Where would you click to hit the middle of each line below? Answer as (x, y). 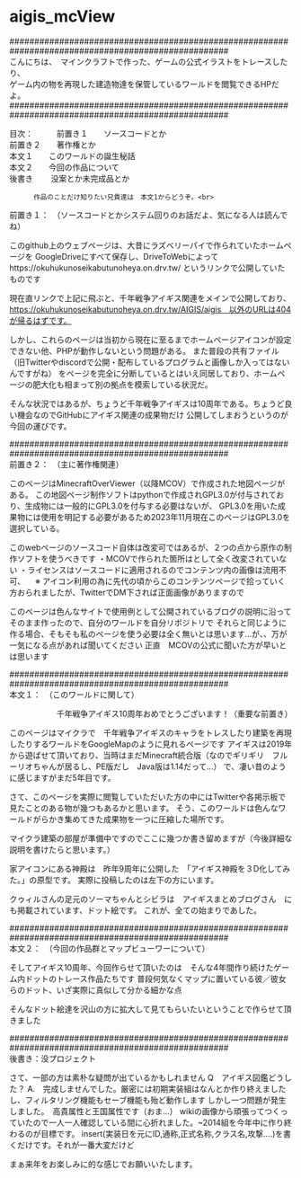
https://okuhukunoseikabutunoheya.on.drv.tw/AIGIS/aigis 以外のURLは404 (150, 309)
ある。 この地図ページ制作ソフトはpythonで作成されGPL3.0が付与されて (143, 494)
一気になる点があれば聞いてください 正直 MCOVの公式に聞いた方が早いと (148, 645)
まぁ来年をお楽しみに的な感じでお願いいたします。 (103, 1164)
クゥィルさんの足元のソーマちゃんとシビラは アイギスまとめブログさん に (151, 899)
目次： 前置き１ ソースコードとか (88, 133)
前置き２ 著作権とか (53, 145)
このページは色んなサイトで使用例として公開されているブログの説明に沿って (150, 611)
